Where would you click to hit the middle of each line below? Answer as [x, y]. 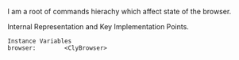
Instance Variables [40, 41]
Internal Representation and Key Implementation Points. [98, 26]
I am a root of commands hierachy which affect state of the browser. [119, 11]
